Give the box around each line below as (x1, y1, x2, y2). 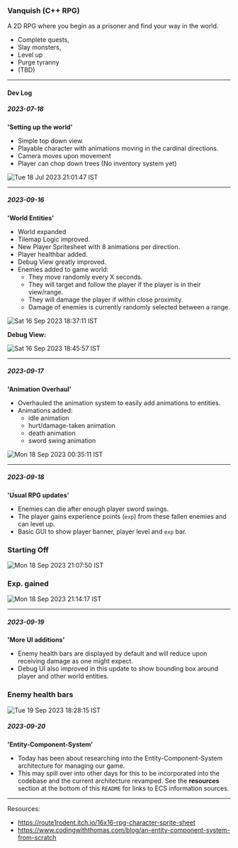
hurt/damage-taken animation (28, 421, 115, 429)
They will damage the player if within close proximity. (28, 295, 183, 304)
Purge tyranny (17, 58, 59, 67)
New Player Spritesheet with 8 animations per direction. (17, 242, 181, 250)
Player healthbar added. (17, 250, 89, 258)
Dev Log (7, 88, 33, 97)
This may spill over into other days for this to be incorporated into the (17, 769, 220, 777)
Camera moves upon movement (17, 151, 111, 160)
